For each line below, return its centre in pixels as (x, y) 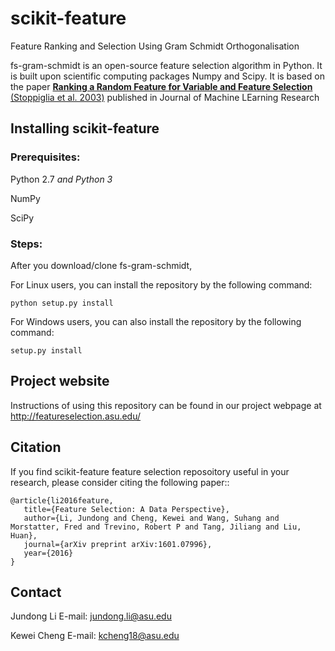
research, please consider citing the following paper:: (120, 482)
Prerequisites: (45, 157)
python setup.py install (62, 303)
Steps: (26, 244)
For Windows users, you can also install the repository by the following (156, 321)
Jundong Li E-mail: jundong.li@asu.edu (91, 616)
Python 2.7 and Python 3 (61, 179)
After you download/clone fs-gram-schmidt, (101, 265)
